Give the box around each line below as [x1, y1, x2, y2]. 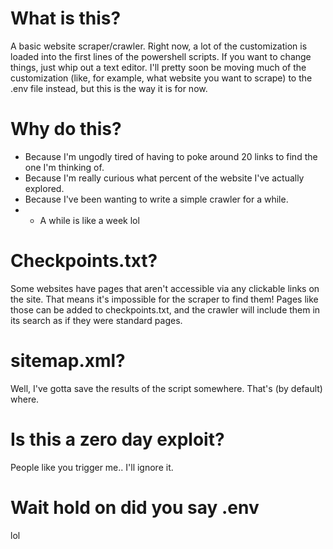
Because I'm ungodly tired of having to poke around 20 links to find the [24, 150, 318, 162]
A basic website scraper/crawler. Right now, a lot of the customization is [10, 40, 308, 52]
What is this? [10, 7, 122, 30]
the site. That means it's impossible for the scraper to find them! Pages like [10, 293, 319, 305]
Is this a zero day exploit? [10, 428, 225, 451]
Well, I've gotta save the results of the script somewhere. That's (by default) [10, 382, 323, 394]
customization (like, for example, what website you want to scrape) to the [10, 72, 313, 84]
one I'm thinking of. [24, 161, 105, 173]
